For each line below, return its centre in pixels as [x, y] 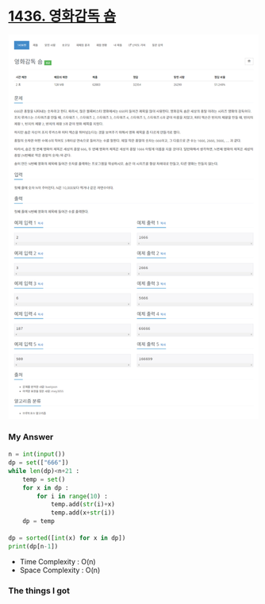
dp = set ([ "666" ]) [38, 463]
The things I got [39, 591]
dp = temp [39, 521]
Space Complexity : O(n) [60, 570]
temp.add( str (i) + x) [83, 505]
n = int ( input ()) [37, 454]
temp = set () [44, 479]
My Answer [31, 437]
